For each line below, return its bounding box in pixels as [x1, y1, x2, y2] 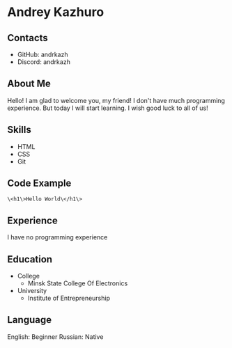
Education [7, 253, 53, 265]
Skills [7, 124, 31, 136]
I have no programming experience [7, 233, 108, 242]
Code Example [7, 177, 72, 189]
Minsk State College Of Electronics [27, 279, 128, 287]
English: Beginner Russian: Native [7, 332, 104, 341]
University [17, 287, 47, 295]
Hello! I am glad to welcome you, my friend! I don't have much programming [7, 96, 225, 104]
